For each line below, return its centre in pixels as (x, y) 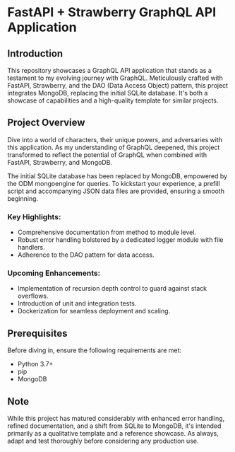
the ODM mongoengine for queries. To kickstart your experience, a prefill (114, 183)
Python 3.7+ (35, 364)
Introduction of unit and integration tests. (77, 303)
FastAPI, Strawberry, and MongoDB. (60, 162)
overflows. (33, 296)
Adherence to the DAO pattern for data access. (86, 255)
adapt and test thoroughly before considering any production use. (103, 441)
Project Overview (46, 123)
